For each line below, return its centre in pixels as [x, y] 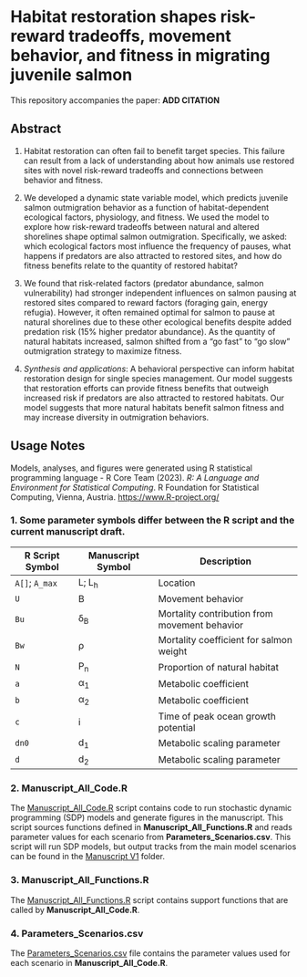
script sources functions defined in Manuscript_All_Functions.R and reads [151, 827]
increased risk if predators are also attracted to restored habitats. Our [154, 398]
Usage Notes [48, 446]
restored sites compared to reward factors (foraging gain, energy [145, 302]
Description [225, 561]
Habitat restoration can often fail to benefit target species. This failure [154, 151]
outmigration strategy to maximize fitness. [102, 351]
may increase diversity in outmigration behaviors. [116, 417]
